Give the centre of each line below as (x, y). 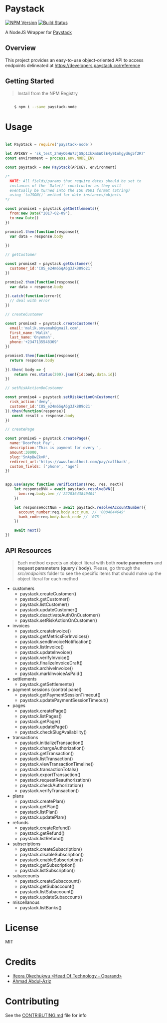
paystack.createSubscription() (51, 849)
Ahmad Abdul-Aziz (32, 981)
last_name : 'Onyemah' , (32, 337)
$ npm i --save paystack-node (46, 107)
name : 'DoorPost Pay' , (32, 443)
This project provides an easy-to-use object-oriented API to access (74, 60)
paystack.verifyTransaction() (49, 790)
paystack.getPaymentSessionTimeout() (60, 695)
